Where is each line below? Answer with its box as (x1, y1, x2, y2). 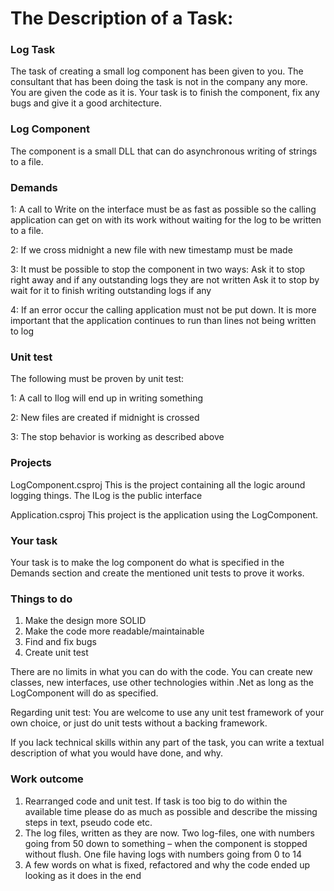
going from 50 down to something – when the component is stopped (24, 837, 308, 849)
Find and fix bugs (24, 636, 97, 648)
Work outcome (10, 772, 84, 786)
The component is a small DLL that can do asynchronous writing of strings (10, 145, 318, 157)
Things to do (10, 592, 73, 606)
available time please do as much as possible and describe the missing (24, 805, 318, 817)
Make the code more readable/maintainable (24, 625, 205, 637)
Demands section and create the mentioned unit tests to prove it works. (10, 567, 305, 579)
